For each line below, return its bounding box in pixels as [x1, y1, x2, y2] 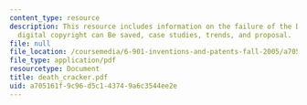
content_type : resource [9, 13, 101, 23]
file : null [9, 38, 51, 48]
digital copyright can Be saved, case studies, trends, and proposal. [17, 30, 292, 39]
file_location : [9, 47, 68, 57]
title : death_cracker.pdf [9, 73, 108, 82]
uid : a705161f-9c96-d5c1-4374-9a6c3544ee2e [9, 81, 178, 90]
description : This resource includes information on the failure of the [9, 22, 292, 31]
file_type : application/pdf [9, 56, 117, 65]
